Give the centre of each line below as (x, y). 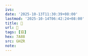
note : (11, 46)
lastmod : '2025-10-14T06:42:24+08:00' (45, 19)
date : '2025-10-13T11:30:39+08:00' (42, 14)
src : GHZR (15, 41)
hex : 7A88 (15, 37)
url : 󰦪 (12, 28)
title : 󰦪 (14, 23)
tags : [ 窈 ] (16, 32)
